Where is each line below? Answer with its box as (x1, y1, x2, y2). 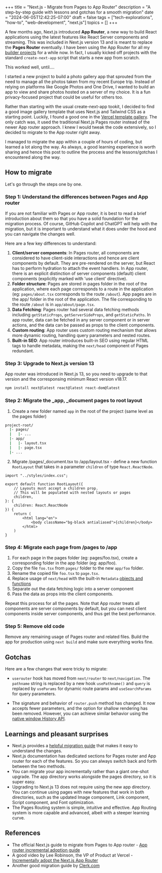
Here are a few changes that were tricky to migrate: (5, 666, 108, 672)
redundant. (12, 348, 34, 354)
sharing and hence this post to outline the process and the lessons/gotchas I (5, 149, 158, 155)
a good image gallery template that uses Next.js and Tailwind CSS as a (5, 109, 146, 115)
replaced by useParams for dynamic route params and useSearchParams (12, 686, 152, 691)
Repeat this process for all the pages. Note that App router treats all (5, 601, 140, 606)
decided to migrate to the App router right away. (5, 130, 101, 135)
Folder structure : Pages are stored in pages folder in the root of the (12, 281, 147, 287)
